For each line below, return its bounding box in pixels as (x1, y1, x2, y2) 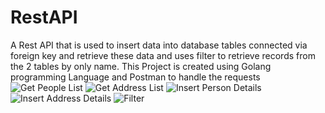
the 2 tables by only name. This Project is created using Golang (10, 60, 272, 72)
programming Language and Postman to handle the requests (10, 71, 261, 83)
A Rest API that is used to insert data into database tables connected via (10, 39, 308, 51)
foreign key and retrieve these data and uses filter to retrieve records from (10, 49, 316, 61)
